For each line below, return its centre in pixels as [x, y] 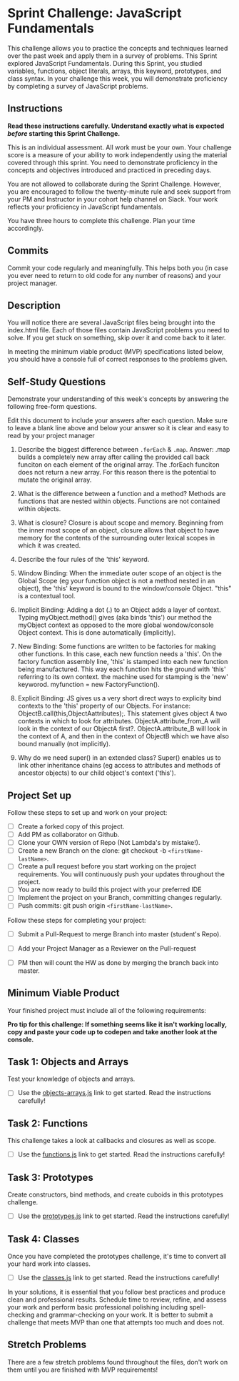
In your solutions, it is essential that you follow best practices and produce [117, 1292]
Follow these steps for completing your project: [77, 920]
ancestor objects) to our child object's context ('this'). [97, 773]
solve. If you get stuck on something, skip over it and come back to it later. [117, 338]
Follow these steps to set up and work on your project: [87, 812]
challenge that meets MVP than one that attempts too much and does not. [116, 1322]
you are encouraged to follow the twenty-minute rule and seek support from [119, 192]
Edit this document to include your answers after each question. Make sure [118, 420]
